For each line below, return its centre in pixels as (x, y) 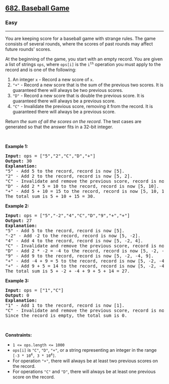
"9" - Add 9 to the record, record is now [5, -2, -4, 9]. (80, 256)
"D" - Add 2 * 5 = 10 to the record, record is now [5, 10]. (82, 186)
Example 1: (17, 146)
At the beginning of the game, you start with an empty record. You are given (84, 59)
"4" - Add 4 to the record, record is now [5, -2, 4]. (74, 241)
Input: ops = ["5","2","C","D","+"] (50, 156)
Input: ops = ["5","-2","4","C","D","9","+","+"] (68, 215)
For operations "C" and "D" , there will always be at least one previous (84, 371)
